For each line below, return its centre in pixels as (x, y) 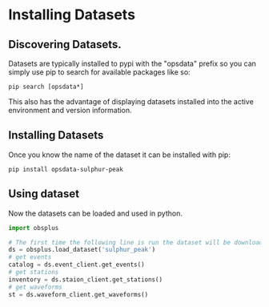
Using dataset (44, 194)
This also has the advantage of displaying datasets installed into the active (131, 101)
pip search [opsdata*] (46, 87)
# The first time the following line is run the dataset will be (119, 242)
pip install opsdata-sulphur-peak (66, 169)
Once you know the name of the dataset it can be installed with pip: (119, 155)
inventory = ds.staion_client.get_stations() (85, 279)
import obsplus (34, 228)
